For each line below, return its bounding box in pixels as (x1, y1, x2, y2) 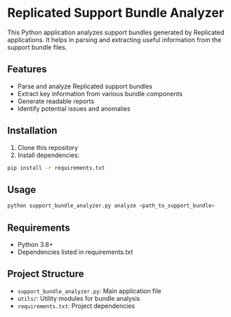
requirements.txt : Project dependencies (17, 302, 136, 310)
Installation (7, 125, 58, 137)
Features (7, 63, 47, 75)
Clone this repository (17, 143, 79, 151)
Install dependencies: (17, 151, 80, 159)
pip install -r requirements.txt (7, 164, 105, 171)
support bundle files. (7, 43, 67, 51)
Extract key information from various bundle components (17, 89, 183, 97)
